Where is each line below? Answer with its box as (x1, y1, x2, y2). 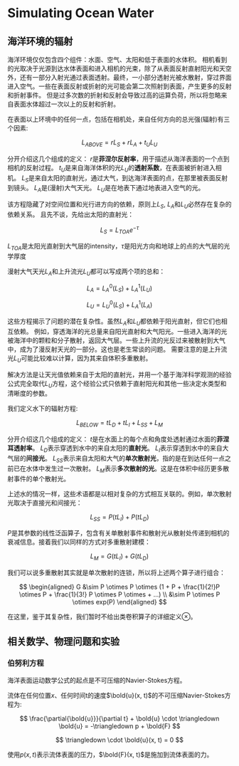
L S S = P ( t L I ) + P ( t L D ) (90, 513, 149, 523)
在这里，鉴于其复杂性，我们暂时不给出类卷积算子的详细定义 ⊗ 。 (7, 612, 197, 621)
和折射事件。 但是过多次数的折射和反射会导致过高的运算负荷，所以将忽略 (7, 91, 221, 99)
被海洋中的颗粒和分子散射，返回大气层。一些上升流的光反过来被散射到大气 (7, 336, 225, 345)
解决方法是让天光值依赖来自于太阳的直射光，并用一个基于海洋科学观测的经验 (7, 370, 232, 379)
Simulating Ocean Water (7, 5, 154, 21)
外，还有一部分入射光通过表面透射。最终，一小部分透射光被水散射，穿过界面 (7, 73, 232, 81)
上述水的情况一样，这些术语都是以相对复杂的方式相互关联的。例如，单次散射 (7, 489, 232, 498)
